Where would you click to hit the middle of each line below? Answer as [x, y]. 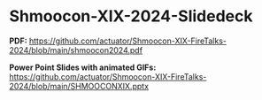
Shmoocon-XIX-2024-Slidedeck [131, 16]
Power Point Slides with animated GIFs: [83, 67]
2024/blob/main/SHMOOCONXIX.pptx [79, 86]
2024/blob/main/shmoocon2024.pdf [76, 50]
